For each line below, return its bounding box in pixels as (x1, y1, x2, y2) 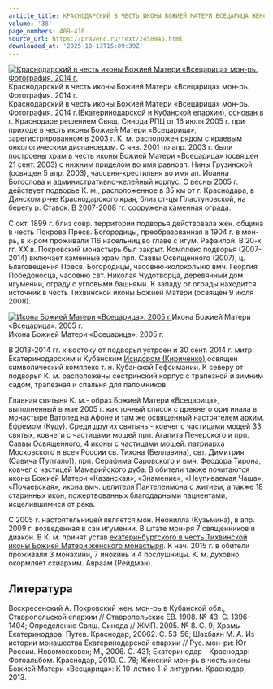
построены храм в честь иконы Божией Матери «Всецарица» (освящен (8, 151, 258, 161)
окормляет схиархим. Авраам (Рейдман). (8, 558, 153, 568)
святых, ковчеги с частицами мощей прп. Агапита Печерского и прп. (8, 430, 249, 440)
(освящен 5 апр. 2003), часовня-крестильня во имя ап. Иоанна (8, 168, 229, 178)
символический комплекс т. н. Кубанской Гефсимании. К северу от (8, 363, 244, 373)
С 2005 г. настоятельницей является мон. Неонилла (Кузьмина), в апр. (8, 515, 256, 525)
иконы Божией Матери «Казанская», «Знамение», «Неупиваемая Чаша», (8, 473, 264, 483)
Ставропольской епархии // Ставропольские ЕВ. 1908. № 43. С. (8, 612, 230, 621)
